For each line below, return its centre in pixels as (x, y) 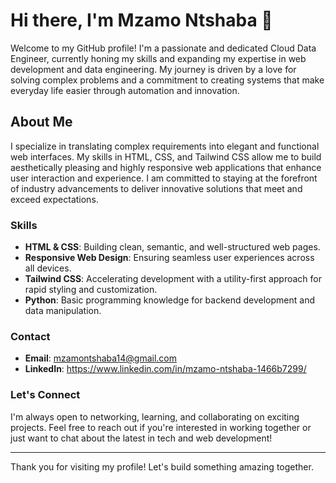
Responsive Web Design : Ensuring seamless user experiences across (169, 258)
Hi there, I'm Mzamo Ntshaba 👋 (141, 20)
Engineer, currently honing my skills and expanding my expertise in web (158, 58)
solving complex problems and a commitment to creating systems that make (167, 80)
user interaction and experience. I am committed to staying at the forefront (164, 178)
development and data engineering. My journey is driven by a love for (153, 69)
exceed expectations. (54, 199)
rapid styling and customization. (91, 290)
